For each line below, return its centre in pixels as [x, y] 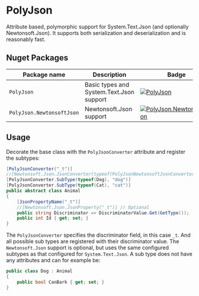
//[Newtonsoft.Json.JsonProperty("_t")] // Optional [83, 207]
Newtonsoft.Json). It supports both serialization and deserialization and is [96, 33]
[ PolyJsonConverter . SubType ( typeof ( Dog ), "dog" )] [69, 180]
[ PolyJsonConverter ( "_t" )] [39, 169]
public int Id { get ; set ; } [53, 218]
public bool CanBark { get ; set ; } [61, 282]
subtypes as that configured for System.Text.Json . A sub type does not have [99, 254]
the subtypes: [23, 158]
